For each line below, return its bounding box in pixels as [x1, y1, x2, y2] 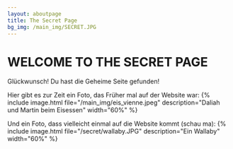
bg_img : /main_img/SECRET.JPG [7, 23, 97, 30]
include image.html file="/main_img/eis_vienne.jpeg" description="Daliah [7, 98, 220, 107]
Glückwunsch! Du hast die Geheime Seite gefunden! [7, 77, 160, 85]
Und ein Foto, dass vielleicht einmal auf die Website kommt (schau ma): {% [7, 119, 227, 128]
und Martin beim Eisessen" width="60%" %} [7, 106, 138, 114]
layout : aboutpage [7, 10, 62, 18]
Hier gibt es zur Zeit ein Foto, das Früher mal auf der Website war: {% [7, 91, 210, 100]
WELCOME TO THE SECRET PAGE [7, 54, 208, 70]
